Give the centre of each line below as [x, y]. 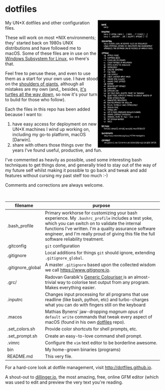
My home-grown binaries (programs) [83, 350]
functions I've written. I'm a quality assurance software [100, 229]
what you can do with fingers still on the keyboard [95, 305]
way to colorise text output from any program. [103, 282]
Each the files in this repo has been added [48, 109]
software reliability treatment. [74, 239]
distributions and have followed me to [43, 48]
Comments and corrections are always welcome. [55, 185]
